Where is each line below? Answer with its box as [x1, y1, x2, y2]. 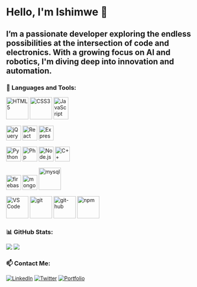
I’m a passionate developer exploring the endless [6, 29, 191, 39]
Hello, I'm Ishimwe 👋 [6, 5, 108, 19]
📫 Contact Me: [6, 259, 51, 268]
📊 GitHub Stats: [6, 227, 53, 236]
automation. [6, 66, 52, 76]
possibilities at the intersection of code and [6, 38, 170, 48]
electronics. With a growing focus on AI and [6, 47, 171, 57]
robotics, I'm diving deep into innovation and [6, 56, 175, 67]
